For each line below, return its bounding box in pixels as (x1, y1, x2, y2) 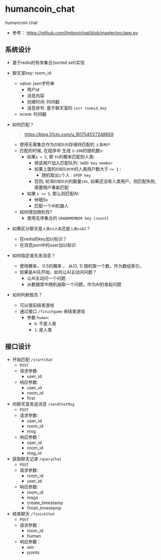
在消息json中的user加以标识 (19, 242, 76, 248)
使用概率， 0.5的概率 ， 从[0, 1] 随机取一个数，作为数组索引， (19, 263, 144, 268)
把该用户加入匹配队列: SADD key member (34, 160, 113, 165)
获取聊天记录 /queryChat (12, 455, 62, 462)
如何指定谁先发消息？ (12, 252, 55, 258)
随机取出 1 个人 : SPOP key (41, 172, 91, 178)
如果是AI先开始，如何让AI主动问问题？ (19, 269, 97, 275)
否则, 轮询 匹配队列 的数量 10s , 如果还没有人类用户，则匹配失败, (34, 178, 157, 184)
